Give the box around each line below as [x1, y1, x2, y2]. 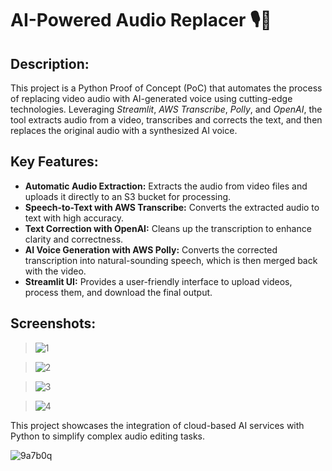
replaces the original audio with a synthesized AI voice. [10, 125, 238, 136]
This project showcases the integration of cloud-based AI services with [10, 419, 305, 431]
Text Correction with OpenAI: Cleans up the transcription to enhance [24, 222, 312, 234]
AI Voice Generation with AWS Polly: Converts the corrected [24, 243, 278, 256]
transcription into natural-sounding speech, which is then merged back [24, 254, 318, 266]
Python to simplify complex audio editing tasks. [10, 430, 206, 442]
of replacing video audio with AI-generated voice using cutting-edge [10, 93, 293, 104]
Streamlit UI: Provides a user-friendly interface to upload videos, [24, 275, 293, 287]
